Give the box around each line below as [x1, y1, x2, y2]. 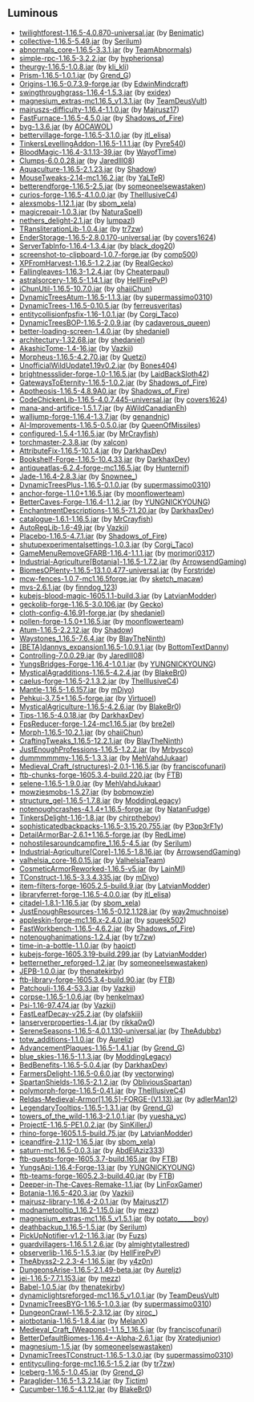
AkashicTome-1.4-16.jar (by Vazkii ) [18, 343, 134, 353]
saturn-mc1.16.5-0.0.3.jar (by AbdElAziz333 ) [18, 1145, 165, 1155]
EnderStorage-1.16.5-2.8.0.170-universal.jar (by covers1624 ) [18, 232, 217, 242]
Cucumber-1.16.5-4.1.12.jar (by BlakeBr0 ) [18, 1384, 152, 1394]
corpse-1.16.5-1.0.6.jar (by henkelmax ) [18, 992, 145, 1001]
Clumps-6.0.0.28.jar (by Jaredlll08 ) [18, 156, 135, 165]
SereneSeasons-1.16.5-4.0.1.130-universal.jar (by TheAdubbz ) [18, 1025, 222, 1035]
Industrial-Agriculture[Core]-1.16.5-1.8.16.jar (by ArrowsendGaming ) [18, 846, 241, 856]
